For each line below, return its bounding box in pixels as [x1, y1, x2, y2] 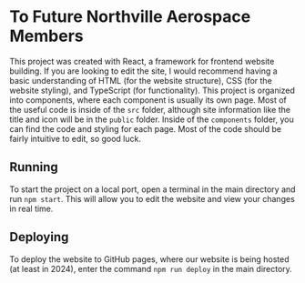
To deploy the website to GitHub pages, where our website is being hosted [9, 253, 290, 265]
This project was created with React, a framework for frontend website [9, 56, 275, 66]
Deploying [9, 229, 69, 245]
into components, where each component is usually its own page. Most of [9, 94, 287, 106]
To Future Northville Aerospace [9, 6, 251, 27]
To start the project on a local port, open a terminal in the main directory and [9, 184, 296, 195]
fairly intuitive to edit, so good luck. [9, 133, 141, 144]
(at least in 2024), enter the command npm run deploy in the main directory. [9, 263, 293, 274]
